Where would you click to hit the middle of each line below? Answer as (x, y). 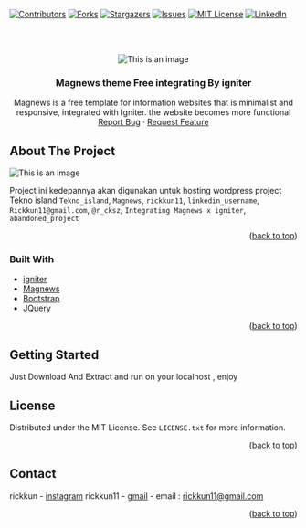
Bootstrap (41, 299)
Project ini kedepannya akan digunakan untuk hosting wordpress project (146, 191)
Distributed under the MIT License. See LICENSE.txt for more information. (148, 428)
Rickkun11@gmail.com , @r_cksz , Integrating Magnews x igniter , (128, 210)
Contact (33, 474)
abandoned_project (44, 219)
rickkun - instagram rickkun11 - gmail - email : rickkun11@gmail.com (137, 496)
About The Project (63, 151)
